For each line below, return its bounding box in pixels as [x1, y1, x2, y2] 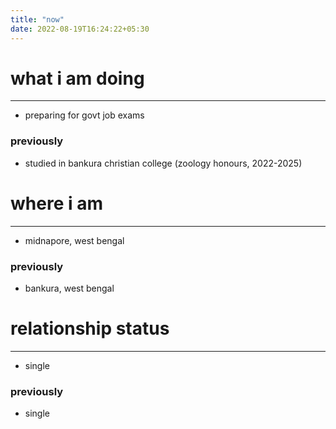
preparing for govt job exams [24, 109, 145, 121]
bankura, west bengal [24, 282, 115, 294]
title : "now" [10, 14, 65, 25]
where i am [10, 192, 103, 215]
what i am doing [10, 67, 145, 90]
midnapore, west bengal [24, 234, 125, 246]
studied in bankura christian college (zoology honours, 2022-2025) [24, 157, 303, 169]
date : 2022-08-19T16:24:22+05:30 [10, 24, 150, 34]
